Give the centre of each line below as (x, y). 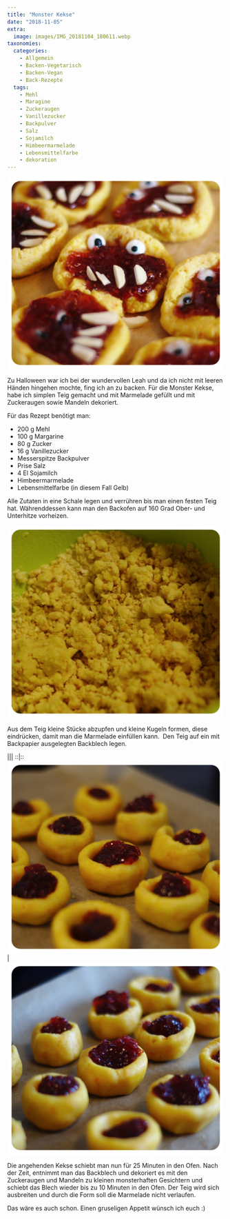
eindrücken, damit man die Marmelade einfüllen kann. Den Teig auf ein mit (114, 736)
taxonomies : (24, 44)
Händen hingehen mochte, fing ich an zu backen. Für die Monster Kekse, (111, 388)
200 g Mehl (33, 429)
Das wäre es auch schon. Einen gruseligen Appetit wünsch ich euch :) (106, 1208)
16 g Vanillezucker (43, 451)
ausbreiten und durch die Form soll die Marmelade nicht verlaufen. (102, 1195)
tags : (21, 87)
